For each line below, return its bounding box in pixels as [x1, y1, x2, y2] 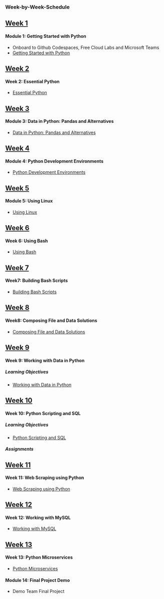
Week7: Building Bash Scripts [5, 278, 68, 284]
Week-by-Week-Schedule [5, 4, 70, 11]
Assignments [5, 446, 34, 452]
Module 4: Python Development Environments [5, 158, 104, 164]
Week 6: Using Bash [5, 238, 48, 244]
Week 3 [5, 104, 30, 113]
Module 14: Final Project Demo [5, 577, 70, 583]
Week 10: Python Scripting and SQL [5, 410, 81, 416]
